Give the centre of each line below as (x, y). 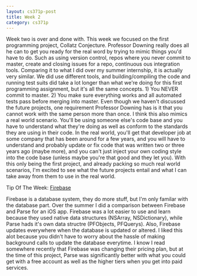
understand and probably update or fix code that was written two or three (95, 145)
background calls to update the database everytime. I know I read (86, 243)
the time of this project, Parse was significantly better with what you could (96, 255)
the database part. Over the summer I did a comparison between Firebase (96, 206)
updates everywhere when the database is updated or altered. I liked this (95, 230)
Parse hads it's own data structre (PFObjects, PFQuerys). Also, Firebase (93, 224)
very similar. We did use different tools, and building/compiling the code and (98, 76)
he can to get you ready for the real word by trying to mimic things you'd (94, 52)
